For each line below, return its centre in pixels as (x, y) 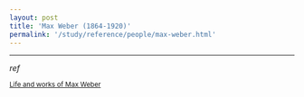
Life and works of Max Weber (55, 85)
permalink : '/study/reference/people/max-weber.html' (113, 34)
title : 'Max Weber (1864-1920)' (70, 26)
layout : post (34, 18)
